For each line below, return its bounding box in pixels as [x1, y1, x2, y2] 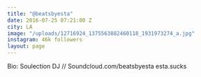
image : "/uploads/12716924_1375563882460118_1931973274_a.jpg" [7, 29, 195, 37]
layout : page [7, 43, 45, 50]
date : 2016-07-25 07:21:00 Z [7, 17, 92, 24]
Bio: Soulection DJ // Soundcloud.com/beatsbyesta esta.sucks [7, 62, 187, 70]
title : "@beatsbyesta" [7, 10, 73, 17]
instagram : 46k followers [7, 36, 82, 43]
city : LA [7, 23, 33, 30]
